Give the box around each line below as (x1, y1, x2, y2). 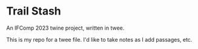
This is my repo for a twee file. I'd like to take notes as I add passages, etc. (6, 36, 193, 43)
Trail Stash (6, 4, 62, 18)
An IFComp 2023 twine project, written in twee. (6, 24, 125, 31)
